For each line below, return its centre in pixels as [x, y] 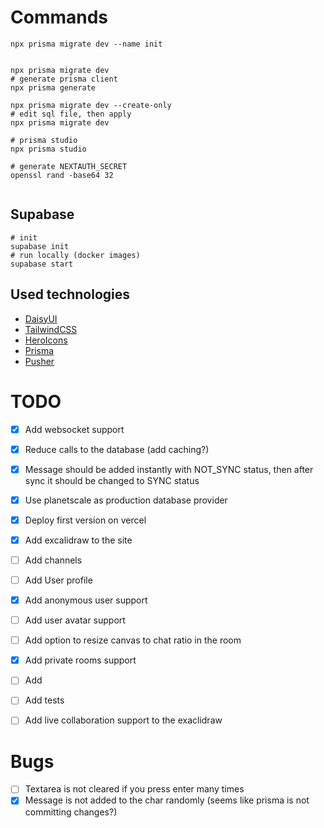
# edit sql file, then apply [71, 114]
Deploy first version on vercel [85, 520]
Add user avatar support [75, 620]
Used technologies [70, 294]
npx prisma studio [48, 149]
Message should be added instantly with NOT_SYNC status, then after [169, 469]
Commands [59, 17]
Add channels [53, 560]
